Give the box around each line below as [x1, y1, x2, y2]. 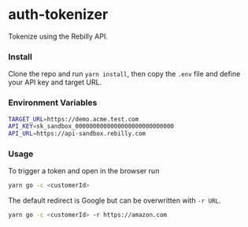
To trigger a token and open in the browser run [8, 166, 160, 176]
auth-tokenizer [8, 6, 109, 24]
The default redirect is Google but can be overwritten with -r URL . [8, 195, 222, 206]
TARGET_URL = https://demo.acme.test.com [8, 115, 139, 123]
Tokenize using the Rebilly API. [8, 32, 108, 41]
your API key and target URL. [8, 77, 102, 87]
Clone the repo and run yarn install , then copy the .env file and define [8, 69, 241, 79]
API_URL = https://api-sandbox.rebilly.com [8, 130, 146, 138]
